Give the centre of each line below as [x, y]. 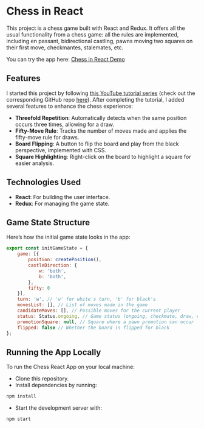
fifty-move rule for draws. [47, 137]
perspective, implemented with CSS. [61, 150]
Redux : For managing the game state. [62, 203]
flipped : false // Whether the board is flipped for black [93, 328]
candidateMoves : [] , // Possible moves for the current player [99, 310]
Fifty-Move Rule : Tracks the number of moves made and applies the [101, 131]
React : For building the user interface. [63, 197]
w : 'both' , [53, 271]
